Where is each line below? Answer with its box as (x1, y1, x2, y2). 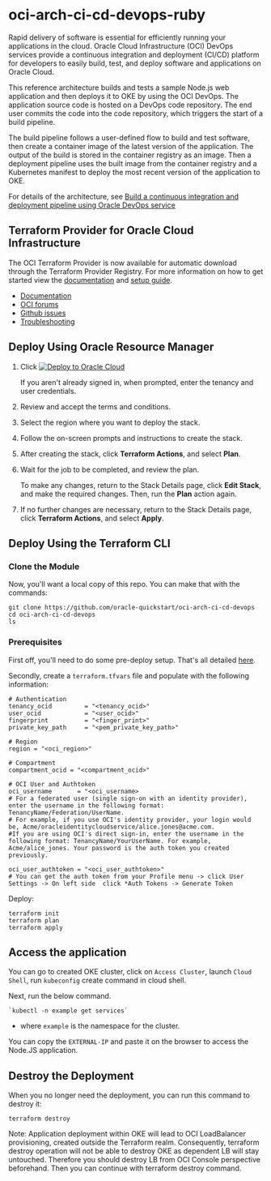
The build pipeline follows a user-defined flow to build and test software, (8, 132, 251, 143)
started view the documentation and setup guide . (8, 275, 172, 285)
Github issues (19, 308, 66, 318)
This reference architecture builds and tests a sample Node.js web (8, 83, 230, 92)
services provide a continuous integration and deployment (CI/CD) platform (8, 49, 260, 59)
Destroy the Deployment (8, 1068, 134, 1083)
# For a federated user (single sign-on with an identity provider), (8, 794, 248, 802)
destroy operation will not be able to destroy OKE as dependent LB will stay (8, 1146, 260, 1156)
